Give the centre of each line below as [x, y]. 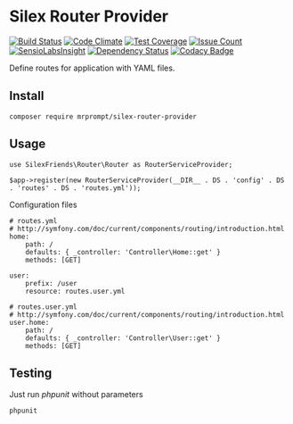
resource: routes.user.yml [75, 291]
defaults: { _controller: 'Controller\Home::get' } [123, 252]
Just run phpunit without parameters [77, 395]
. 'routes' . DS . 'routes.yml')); [75, 188]
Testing [31, 373]
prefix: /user [51, 283]
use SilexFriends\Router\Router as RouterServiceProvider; [121, 164]
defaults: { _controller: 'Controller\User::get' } [123, 338]
